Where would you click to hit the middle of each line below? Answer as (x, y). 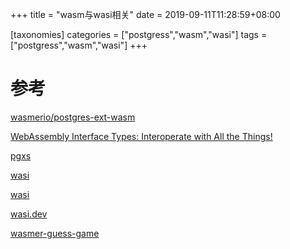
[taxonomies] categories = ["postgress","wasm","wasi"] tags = (139, 34)
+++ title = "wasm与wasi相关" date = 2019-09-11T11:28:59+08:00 (145, 14)
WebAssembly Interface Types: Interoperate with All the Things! (141, 136)
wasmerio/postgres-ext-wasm (73, 117)
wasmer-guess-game (55, 233)
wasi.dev (29, 214)
